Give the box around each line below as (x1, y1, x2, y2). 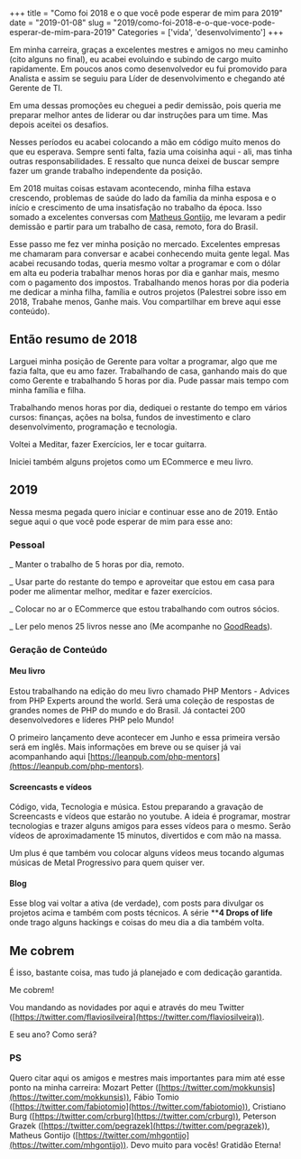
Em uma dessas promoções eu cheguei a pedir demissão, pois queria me (9, 100, 282, 111)
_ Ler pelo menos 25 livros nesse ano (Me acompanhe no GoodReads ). (9, 621, 273, 631)
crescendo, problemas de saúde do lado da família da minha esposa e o (9, 193, 277, 203)
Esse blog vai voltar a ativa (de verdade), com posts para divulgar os (9, 897, 264, 909)
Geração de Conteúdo (9, 643, 108, 656)
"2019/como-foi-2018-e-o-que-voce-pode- (113, 17, 276, 28)
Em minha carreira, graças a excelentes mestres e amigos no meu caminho (9, 44, 288, 55)
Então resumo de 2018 (9, 332, 138, 347)
